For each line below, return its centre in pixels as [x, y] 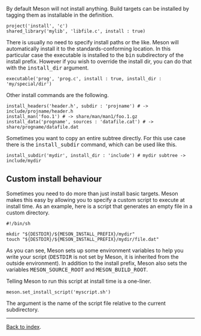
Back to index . [24, 326]
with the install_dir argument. [48, 68]
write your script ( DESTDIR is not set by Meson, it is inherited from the [92, 256]
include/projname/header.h [40, 111]
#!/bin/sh [19, 223]
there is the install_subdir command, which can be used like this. [92, 144]
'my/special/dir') [29, 84]
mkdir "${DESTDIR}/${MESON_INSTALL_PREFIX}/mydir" [71, 234]
